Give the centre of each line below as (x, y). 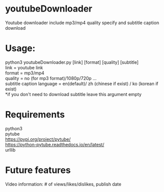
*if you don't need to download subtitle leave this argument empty (73, 94)
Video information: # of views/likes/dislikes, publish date (63, 184)
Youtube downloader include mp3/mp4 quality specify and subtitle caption (82, 23)
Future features (38, 170)
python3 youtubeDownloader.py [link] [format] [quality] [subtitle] (72, 62)
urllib (10, 150)
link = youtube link (24, 67)
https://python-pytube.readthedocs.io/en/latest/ (55, 144)
